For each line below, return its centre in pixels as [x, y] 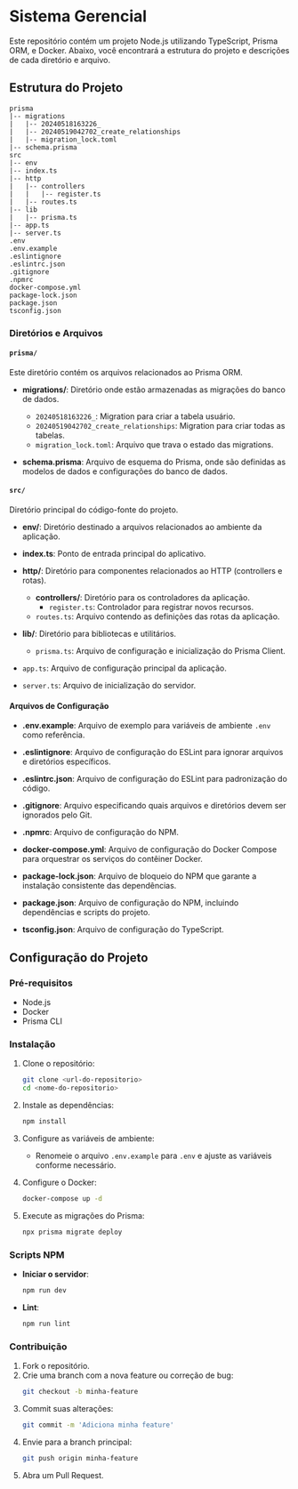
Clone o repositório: [58, 1064]
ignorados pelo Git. [57, 815]
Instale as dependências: [68, 1106]
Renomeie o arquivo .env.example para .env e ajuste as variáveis [154, 1155]
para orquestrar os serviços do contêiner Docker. [112, 859]
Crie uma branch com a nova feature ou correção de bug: [128, 1375]
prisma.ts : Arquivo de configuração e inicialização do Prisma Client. [161, 651]
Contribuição [38, 1347]
